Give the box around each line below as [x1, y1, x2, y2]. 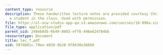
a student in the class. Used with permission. [9, 16, 108, 21]
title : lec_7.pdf [5, 38, 40, 43]
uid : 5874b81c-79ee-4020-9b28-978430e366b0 [5, 43, 95, 47]
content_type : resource [5, 7, 53, 12]
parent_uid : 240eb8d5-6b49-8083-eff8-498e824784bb [5, 29, 110, 34]
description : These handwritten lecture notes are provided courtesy [5, 11, 149, 16]
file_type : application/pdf [5, 25, 62, 30]
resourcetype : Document [5, 34, 53, 39]
